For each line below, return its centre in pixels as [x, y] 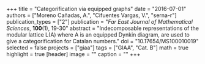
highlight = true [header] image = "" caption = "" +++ [73, 54]
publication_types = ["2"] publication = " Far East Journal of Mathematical [99, 22]
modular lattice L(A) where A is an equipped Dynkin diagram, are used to [98, 35]
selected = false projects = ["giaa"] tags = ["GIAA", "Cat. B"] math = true [97, 48]
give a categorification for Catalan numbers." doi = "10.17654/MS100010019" [102, 41]
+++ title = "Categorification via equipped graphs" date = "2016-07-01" [96, 9]
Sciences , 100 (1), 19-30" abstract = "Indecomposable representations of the [102, 28]
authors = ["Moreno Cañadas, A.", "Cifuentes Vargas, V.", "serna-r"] [91, 15]
